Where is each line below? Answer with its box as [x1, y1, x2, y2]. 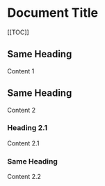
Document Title [7, 5, 99, 21]
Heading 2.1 [7, 123, 48, 133]
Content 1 [7, 66, 35, 75]
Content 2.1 [7, 138, 40, 148]
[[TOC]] [7, 28, 29, 36]
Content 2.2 [7, 173, 42, 181]
